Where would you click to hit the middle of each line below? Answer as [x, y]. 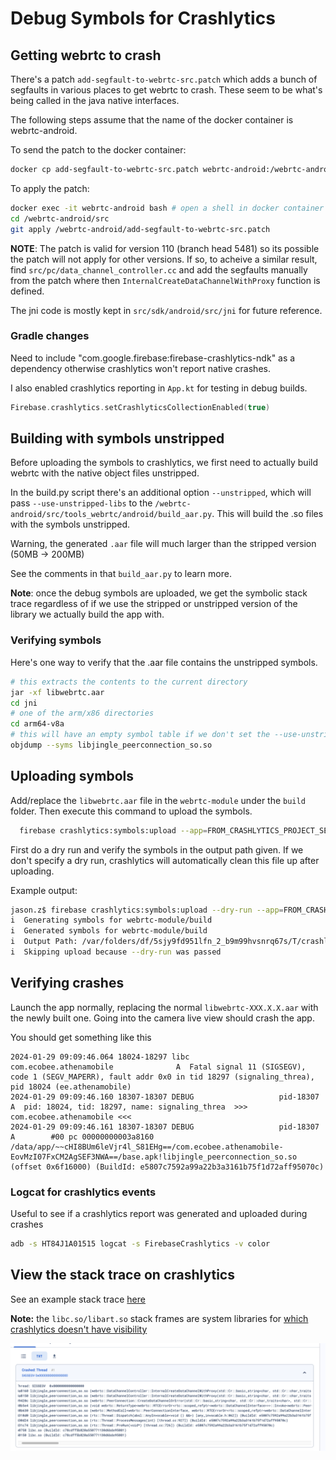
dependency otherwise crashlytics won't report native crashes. [140, 368]
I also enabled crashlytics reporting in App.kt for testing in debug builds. [159, 388]
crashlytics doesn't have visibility [79, 1329]
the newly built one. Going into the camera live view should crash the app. [162, 1018]
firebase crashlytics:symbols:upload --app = [113, 830]
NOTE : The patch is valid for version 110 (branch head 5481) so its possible [165, 248]
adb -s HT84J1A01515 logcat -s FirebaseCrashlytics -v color [140, 1244]
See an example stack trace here [78, 1299]
